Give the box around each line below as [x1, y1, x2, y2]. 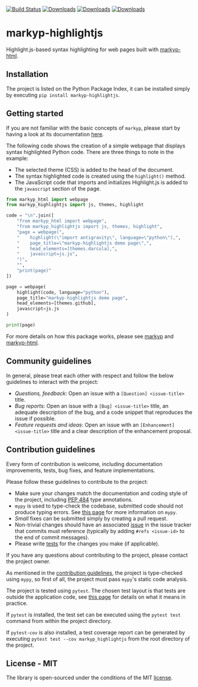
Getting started [6, 108, 64, 118]
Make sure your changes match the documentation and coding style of [14, 489, 188, 497]
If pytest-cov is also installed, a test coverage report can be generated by [6, 628, 185, 636]
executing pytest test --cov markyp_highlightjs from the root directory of [6, 635, 190, 642]
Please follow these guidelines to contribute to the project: [6, 478, 148, 485]
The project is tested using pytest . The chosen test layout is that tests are [6, 587, 186, 594]
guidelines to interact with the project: [6, 378, 99, 385]
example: [6, 155, 28, 162]
